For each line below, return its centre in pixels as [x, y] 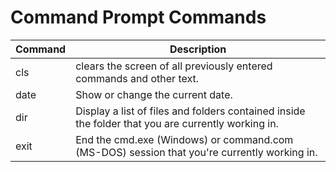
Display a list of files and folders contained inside [190, 111]
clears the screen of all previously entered [174, 66]
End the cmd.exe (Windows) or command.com [184, 139]
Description [198, 49]
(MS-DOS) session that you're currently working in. [196, 152]
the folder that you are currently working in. [177, 123]
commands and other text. [137, 78]
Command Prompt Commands [138, 17]
